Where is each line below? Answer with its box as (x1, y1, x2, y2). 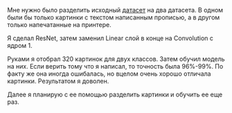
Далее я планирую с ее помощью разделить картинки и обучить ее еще (7, 90, 223, 98)
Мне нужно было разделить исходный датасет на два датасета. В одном (7, 6, 224, 14)
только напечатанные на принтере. (7, 21, 112, 28)
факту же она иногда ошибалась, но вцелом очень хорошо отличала (7, 69, 211, 78)
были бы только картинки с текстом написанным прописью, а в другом (7, 13, 220, 21)
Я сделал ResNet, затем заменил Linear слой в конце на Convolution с (7, 34, 213, 42)
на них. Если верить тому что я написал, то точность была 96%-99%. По (7, 62, 224, 70)
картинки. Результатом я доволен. (7, 77, 109, 85)
